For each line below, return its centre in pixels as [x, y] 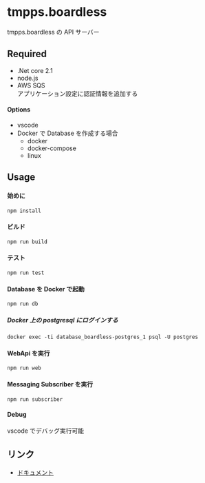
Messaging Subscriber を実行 [50, 384]
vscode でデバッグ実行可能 [46, 431]
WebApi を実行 [29, 353]
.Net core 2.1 [35, 70]
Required [27, 54]
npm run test [26, 273]
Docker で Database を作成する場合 [67, 133]
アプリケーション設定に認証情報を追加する [77, 93]
